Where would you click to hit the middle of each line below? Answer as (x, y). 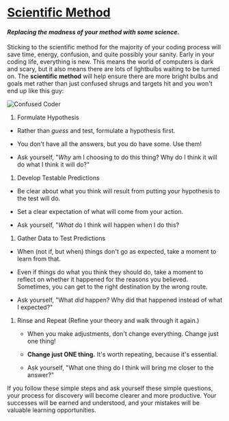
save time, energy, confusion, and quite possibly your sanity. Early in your (111, 55)
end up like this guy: (36, 91)
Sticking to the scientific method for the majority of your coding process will (114, 47)
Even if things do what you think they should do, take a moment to (110, 272)
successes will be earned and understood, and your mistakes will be (104, 403)
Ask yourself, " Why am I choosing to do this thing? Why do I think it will (117, 157)
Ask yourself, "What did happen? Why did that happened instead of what (120, 300)
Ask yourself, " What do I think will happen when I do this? (98, 225)
